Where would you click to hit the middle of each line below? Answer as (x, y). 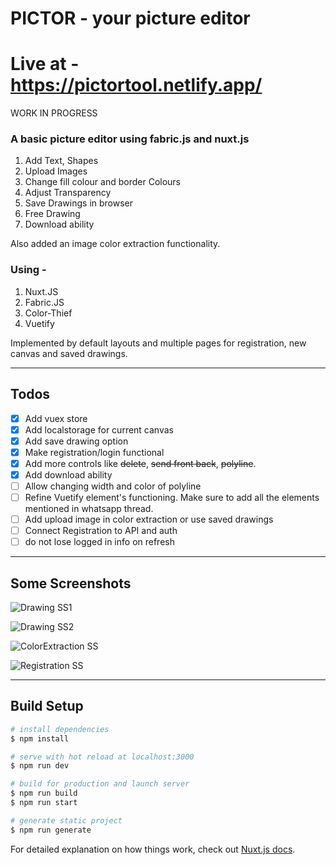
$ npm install (40, 738)
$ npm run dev (40, 766)
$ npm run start (44, 803)
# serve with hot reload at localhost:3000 (102, 757)
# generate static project (66, 820)
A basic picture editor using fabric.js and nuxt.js (130, 139)
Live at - (45, 64)
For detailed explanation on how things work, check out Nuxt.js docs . (153, 849)
